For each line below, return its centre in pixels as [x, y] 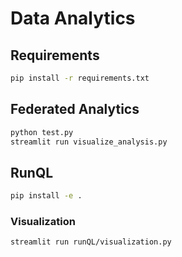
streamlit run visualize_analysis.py [89, 142]
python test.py [42, 132]
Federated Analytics [75, 109]
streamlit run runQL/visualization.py [91, 242]
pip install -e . [46, 196]
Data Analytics [73, 18]
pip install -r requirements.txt [80, 78]
